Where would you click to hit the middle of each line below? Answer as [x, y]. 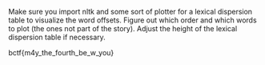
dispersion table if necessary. [57, 37]
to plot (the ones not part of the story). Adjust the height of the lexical [123, 28]
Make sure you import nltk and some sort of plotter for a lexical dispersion [130, 12]
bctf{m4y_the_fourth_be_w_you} [61, 53]
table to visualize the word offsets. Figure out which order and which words [133, 20]
